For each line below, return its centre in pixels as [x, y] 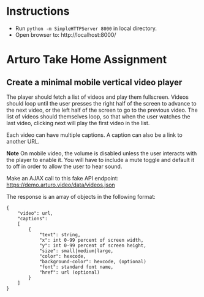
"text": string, [60, 234]
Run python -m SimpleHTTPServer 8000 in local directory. [86, 28]
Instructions [38, 11]
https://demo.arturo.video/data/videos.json [61, 185]
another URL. [23, 141]
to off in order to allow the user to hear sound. [64, 166]
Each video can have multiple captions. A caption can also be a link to [94, 135]
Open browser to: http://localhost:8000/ [66, 34]
